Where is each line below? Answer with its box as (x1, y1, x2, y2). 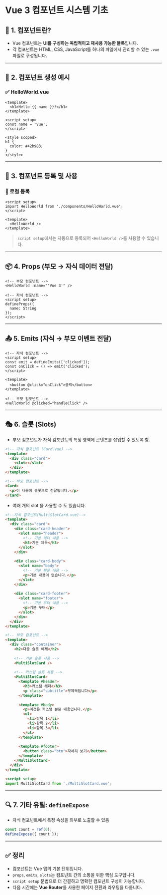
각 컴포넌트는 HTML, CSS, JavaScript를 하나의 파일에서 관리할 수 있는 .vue (12, 46, 160, 52)
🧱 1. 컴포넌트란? (5, 26, 51, 34)
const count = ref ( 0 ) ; (5, 827, 52, 832)
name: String (9, 306, 37, 311)
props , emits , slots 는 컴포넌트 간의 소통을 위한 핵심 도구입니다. (12, 872, 136, 878)
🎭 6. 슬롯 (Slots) (5, 420, 57, 429)
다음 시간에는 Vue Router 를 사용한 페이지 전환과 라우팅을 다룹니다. (12, 884, 143, 890)
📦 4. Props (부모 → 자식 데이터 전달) (5, 262, 113, 271)
